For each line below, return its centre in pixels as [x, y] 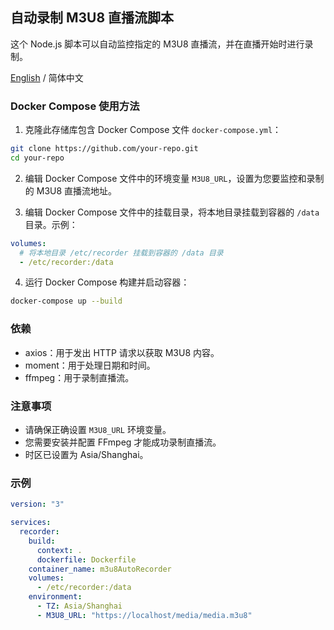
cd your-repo [37, 158]
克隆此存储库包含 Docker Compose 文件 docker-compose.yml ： [153, 130]
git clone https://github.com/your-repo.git [104, 149]
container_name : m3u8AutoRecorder [100, 569]
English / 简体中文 [47, 77]
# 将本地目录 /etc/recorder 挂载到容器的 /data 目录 [121, 253]
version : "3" [37, 504]
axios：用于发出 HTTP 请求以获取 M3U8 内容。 [122, 352]
